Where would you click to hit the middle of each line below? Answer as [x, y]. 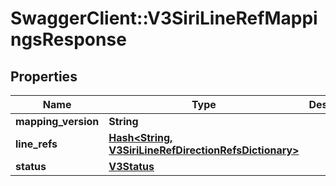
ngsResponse [68, 39]
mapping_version [57, 121]
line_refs [36, 144]
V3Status [131, 166]
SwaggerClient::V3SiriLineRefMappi [164, 18]
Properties [44, 76]
